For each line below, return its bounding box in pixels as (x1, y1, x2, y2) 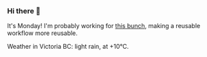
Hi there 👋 (7, 6, 41, 16)
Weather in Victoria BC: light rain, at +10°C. (7, 43, 129, 51)
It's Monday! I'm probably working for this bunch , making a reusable (7, 22, 201, 30)
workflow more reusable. (7, 29, 78, 37)
